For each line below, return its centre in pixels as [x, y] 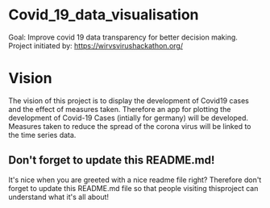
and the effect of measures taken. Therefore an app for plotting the [120, 109]
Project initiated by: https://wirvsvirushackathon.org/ [96, 45]
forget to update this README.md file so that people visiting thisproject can [133, 188]
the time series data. [42, 135]
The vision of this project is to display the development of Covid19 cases [129, 100]
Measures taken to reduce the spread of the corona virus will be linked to [130, 126]
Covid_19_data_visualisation [104, 15]
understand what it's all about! [59, 197]
